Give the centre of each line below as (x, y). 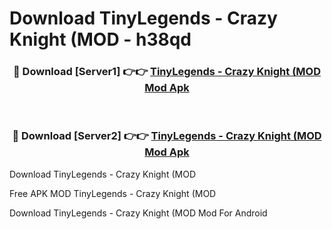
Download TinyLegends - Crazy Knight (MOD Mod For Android (138, 213)
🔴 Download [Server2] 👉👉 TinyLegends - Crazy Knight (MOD (167, 136)
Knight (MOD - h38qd (100, 39)
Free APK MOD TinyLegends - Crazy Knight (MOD (113, 193)
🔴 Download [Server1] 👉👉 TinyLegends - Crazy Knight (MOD (167, 72)
